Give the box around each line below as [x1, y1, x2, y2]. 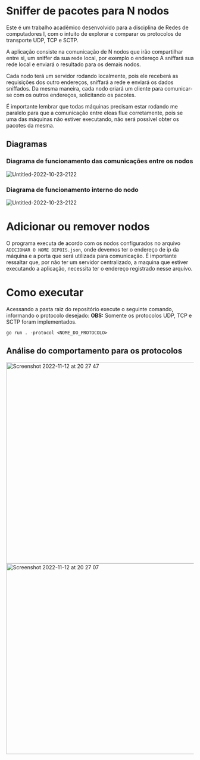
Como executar [6, 286, 84, 299]
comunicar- [164, 85, 193, 92]
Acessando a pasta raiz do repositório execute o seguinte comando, [6, 305, 174, 312]
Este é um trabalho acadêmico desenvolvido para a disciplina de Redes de [6, 24, 189, 31]
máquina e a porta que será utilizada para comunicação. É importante [6, 252, 177, 259]
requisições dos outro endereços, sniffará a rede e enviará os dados [6, 79, 174, 86]
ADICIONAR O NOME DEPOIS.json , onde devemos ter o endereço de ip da [6, 246, 179, 253]
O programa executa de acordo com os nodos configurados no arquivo [6, 240, 180, 247]
